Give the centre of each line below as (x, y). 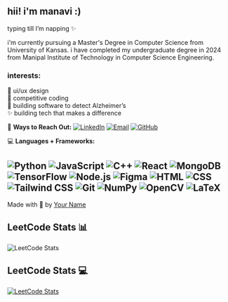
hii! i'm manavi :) (44, 12)
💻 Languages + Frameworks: (51, 141)
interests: (24, 75)
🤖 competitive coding (38, 98)
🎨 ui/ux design (28, 91)
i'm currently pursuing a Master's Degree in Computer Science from (106, 42)
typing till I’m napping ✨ (42, 28)
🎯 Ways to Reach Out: (40, 127)
